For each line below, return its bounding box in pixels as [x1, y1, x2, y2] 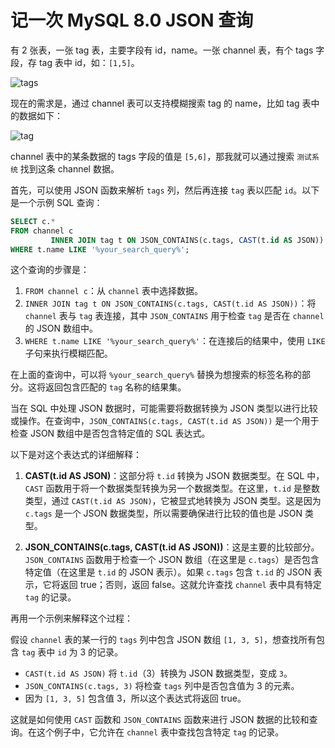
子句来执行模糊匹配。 [24, 347, 113, 360]
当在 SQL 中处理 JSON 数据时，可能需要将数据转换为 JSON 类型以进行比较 [10, 402, 318, 415]
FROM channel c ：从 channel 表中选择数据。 [24, 285, 204, 297]
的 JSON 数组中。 [24, 322, 98, 335]
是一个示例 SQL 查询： [10, 196, 103, 208]
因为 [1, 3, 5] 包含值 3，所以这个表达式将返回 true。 [24, 692, 247, 705]
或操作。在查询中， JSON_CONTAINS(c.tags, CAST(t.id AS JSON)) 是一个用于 [10, 415, 320, 427]
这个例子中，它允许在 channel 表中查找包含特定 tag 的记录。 [36, 726, 285, 738]
